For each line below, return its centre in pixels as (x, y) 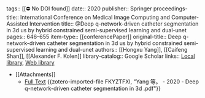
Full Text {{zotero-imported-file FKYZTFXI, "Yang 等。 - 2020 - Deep (112, 82)
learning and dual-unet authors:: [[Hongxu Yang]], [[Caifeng (112, 50)
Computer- (185, 17)
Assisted (17, 24)
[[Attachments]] (35, 74)
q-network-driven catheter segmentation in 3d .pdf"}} (93, 88)
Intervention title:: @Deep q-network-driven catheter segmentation (114, 24)
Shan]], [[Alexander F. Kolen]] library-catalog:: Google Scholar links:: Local (101, 56)
